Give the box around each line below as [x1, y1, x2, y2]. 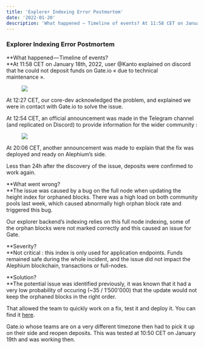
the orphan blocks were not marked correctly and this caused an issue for [6, 224, 192, 231]
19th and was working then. [6, 336, 75, 343]
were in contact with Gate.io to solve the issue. [6, 102, 123, 110]
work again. [6, 168, 36, 176]
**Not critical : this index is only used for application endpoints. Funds [6, 249, 183, 256]
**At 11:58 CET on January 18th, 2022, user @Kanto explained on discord [6, 60, 191, 67]
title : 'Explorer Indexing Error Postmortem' [6, 8, 123, 15]
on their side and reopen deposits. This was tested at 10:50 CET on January [6, 329, 196, 336]
